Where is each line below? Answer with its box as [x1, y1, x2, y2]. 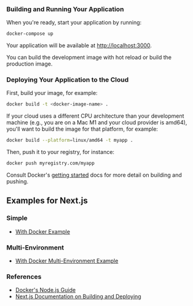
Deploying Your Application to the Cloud [6, 75, 129, 84]
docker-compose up [6, 31, 53, 37]
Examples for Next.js [6, 196, 88, 206]
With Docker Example [15, 228, 71, 235]
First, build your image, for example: [6, 90, 98, 97]
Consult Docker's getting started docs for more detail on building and [6, 171, 183, 179]
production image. [6, 60, 53, 67]
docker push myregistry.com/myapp [6, 160, 95, 167]
